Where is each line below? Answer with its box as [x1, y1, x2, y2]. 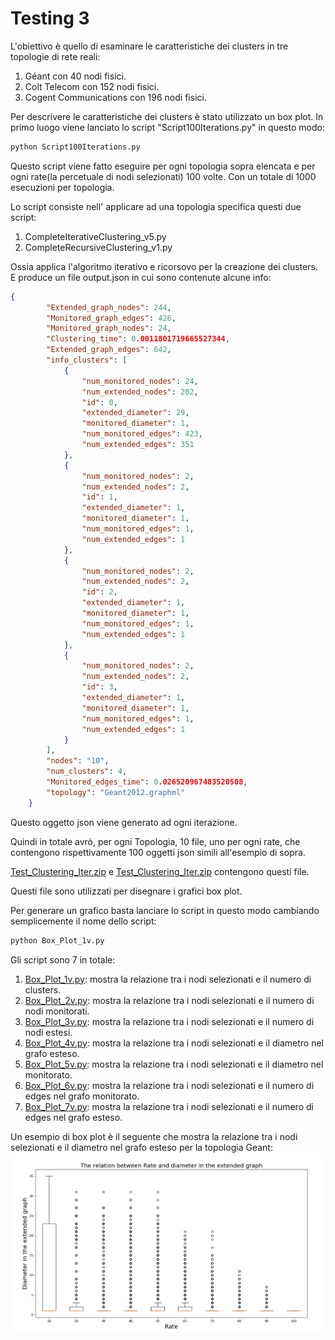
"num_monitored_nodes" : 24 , [81, 376, 199, 386]
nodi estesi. [24, 1026, 73, 1038]
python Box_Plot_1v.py [10, 935, 105, 946]
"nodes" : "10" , [46, 756, 110, 766]
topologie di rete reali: [10, 50, 101, 62]
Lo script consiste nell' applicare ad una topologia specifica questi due [10, 200, 302, 212]
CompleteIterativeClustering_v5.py [24, 230, 167, 242]
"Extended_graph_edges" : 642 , [46, 345, 172, 355]
